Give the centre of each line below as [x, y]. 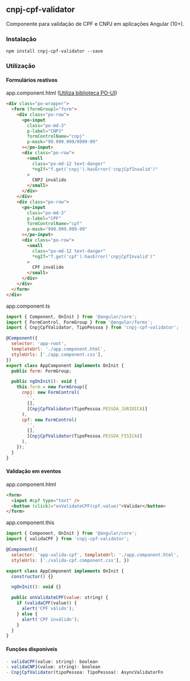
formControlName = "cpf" [55, 224]
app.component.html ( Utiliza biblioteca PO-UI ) [62, 93]
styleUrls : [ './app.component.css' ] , [57, 355]
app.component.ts [28, 306]
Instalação [21, 39]
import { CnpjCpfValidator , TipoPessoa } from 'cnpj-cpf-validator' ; [93, 328]
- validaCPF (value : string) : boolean [52, 662]
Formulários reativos [32, 80]
